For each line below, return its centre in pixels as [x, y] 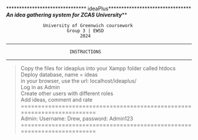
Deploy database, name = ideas [59, 74]
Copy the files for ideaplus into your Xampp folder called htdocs [98, 68]
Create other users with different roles [67, 93]
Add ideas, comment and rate [57, 100]
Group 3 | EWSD [85, 31]
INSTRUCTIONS [85, 52]
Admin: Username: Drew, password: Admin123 [77, 118]
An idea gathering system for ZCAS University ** [67, 15]
